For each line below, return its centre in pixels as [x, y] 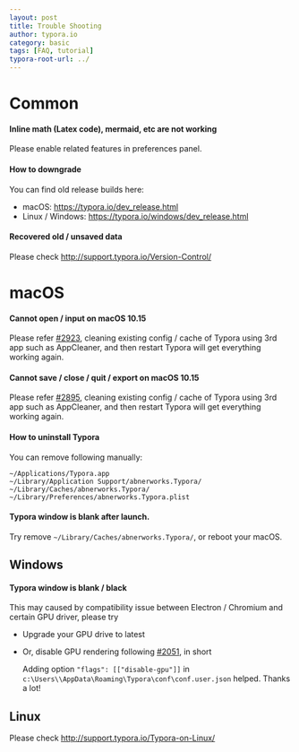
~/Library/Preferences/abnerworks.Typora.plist [100, 497]
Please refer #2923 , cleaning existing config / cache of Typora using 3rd [143, 338]
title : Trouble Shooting [56, 26]
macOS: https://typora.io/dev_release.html [100, 206]
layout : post [34, 17]
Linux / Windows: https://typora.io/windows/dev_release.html [135, 216]
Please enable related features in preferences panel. [106, 149]
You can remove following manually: [76, 457]
